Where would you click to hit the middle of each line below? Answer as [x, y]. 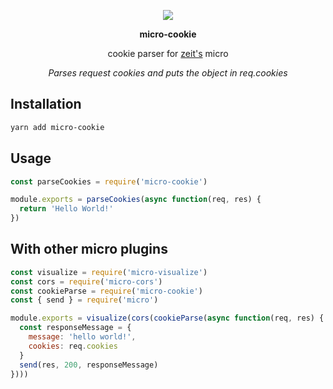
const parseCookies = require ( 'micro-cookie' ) [109, 181]
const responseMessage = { [75, 328]
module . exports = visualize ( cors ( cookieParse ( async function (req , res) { [167, 318]
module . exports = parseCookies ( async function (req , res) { [136, 200]
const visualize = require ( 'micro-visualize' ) [109, 272]
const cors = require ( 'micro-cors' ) [86, 281]
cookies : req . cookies [73, 346]
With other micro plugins [89, 249]
